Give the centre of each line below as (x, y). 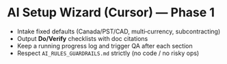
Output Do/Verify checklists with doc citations (82, 38)
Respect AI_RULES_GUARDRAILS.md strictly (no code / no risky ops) (108, 53)
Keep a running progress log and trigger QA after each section (105, 46)
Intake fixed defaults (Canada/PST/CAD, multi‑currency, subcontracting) (119, 31)
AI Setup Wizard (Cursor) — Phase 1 (111, 13)
